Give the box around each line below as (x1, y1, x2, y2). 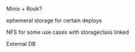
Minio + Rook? (6, 5, 42, 12)
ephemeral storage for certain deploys (6, 17, 102, 24)
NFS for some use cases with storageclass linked (6, 28, 129, 36)
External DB (6, 41, 36, 47)
